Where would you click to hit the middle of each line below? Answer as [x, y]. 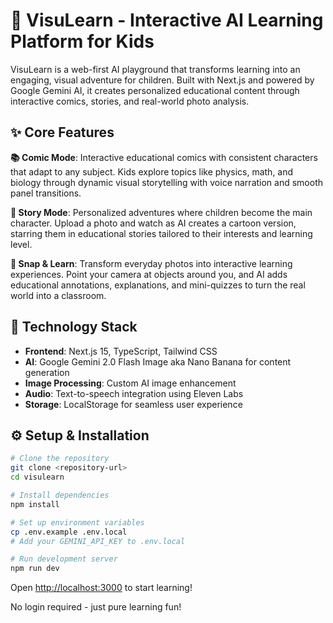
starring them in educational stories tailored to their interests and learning [161, 233]
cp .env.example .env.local [69, 532]
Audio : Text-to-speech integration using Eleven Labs [134, 393]
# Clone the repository [60, 459]
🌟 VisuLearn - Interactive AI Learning [167, 20]
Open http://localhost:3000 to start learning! [101, 588]
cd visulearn [37, 477]
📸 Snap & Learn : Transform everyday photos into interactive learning [151, 263]
